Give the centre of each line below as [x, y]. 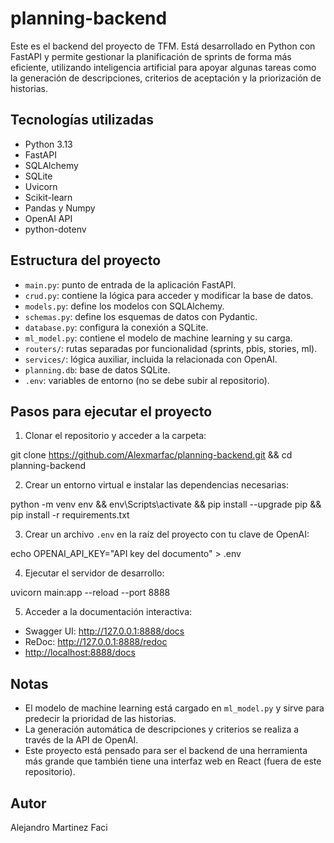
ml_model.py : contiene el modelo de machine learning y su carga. [158, 338]
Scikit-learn [48, 197]
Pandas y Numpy [60, 208]
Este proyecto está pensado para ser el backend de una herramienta [166, 751]
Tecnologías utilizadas [82, 120]
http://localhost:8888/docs [80, 653]
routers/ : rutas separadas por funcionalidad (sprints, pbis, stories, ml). [171, 348]
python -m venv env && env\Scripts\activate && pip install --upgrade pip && [166, 504]
